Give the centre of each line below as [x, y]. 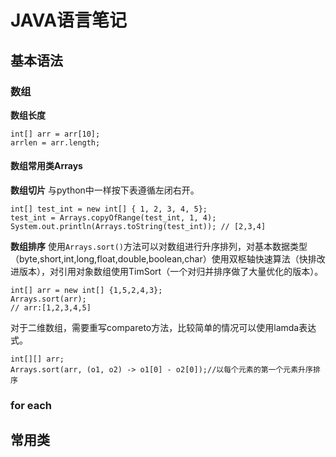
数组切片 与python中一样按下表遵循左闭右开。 [105, 190]
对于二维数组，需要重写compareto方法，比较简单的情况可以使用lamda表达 [163, 328]
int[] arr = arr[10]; [55, 134]
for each [31, 405]
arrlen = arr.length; [55, 142]
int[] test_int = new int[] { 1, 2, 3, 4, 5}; [109, 209]
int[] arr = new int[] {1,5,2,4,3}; [86, 291]
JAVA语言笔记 [69, 20]
